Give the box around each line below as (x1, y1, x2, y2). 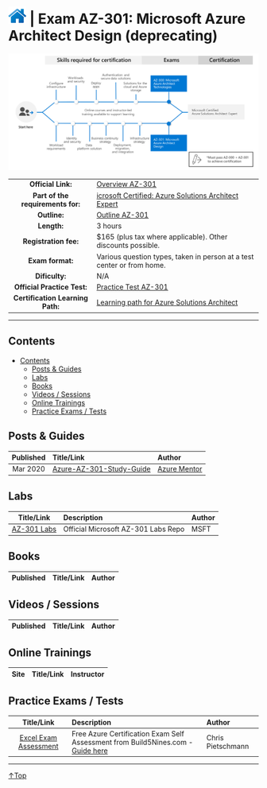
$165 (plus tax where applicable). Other (96, 232, 228, 242)
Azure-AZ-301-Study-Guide (52, 464, 151, 474)
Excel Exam (19, 733, 58, 743)
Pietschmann (206, 742, 250, 751)
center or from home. (96, 260, 166, 270)
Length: (37, 221, 64, 231)
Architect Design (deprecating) (8, 27, 219, 45)
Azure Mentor (157, 464, 203, 474)
